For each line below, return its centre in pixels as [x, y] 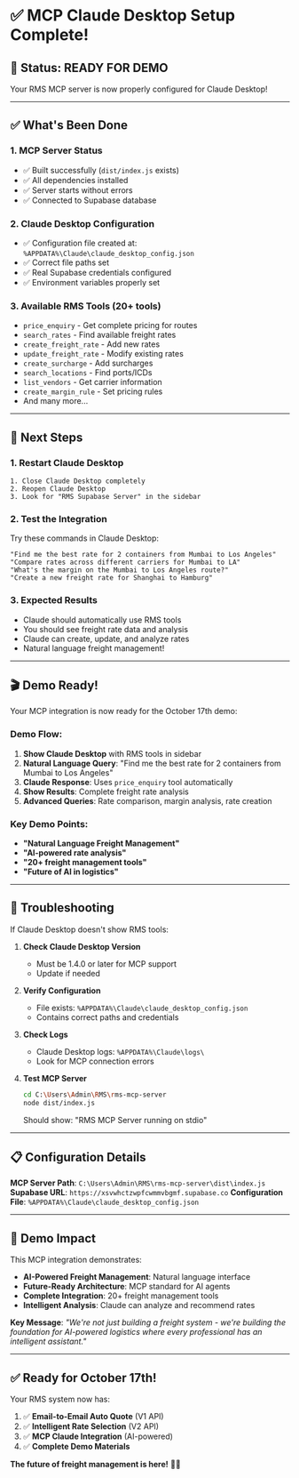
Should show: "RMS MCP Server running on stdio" [115, 1120]
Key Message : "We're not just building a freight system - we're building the [148, 1322]
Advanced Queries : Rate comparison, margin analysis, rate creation [148, 800]
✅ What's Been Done [69, 125]
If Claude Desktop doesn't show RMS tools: [90, 929]
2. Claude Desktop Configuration [83, 223]
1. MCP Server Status [56, 150]
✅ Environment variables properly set [91, 282]
